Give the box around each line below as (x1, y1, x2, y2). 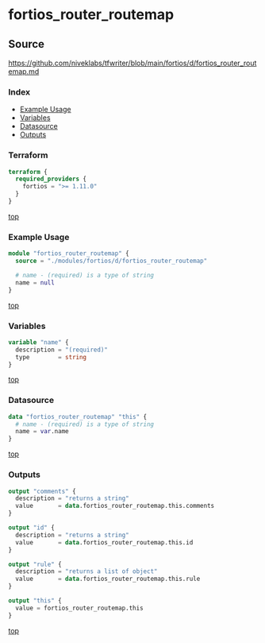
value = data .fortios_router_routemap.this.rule (15, 575, 201, 583)
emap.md (8, 67, 40, 76)
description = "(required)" (15, 346, 109, 354)
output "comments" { (8, 487, 77, 495)
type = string (15, 353, 87, 361)
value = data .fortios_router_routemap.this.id (15, 538, 194, 546)
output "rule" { (8, 560, 62, 568)
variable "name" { (8, 338, 69, 347)
